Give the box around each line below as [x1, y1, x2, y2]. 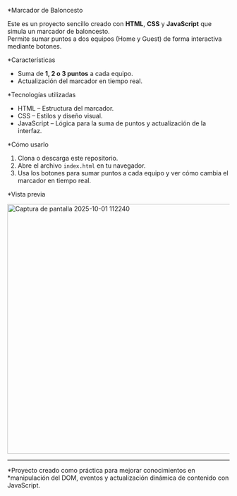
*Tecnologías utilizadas [7, 91, 76, 99]
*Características [7, 56, 56, 64]
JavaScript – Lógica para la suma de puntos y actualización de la [17, 119, 207, 128]
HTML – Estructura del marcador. [17, 104, 114, 112]
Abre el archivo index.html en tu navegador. [17, 161, 146, 170]
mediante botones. [7, 42, 62, 50]
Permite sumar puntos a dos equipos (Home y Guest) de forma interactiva [7, 35, 222, 43]
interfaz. [17, 127, 42, 135]
